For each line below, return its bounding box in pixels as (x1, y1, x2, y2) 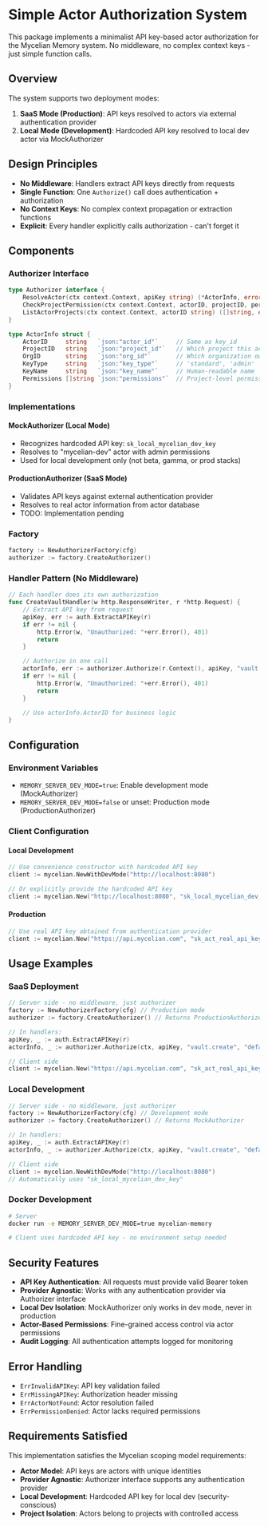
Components (8, 243, 74, 257)
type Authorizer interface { (8, 286, 105, 295)
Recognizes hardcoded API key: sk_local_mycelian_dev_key (19, 438, 217, 448)
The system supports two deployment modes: (8, 93, 160, 103)
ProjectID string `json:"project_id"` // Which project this (22, 345, 251, 353)
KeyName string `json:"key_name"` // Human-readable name (22, 367, 255, 375)
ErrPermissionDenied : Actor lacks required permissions (19, 1406, 201, 1416)
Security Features (8, 1255, 100, 1270)
